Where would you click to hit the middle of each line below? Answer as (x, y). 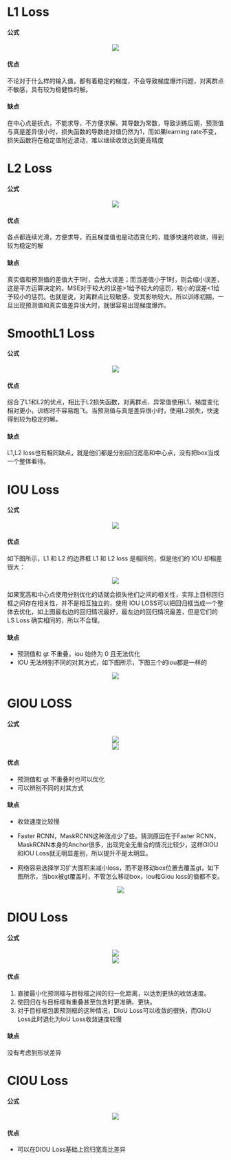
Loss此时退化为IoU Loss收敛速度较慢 (69, 1019)
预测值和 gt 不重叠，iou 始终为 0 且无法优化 (79, 654)
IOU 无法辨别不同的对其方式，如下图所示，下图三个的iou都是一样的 (112, 663)
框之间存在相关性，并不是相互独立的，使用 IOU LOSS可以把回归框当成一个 (112, 603)
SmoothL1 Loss (51, 333)
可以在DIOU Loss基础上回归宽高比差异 (71, 1150)
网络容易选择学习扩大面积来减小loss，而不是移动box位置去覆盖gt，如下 (118, 868)
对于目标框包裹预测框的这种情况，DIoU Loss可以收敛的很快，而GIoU (114, 1010)
